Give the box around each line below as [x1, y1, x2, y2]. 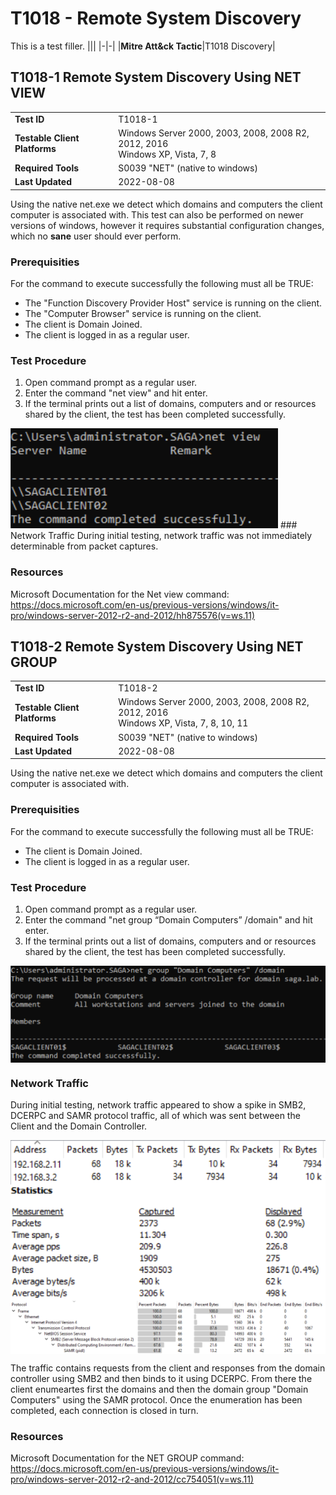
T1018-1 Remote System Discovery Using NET [10, 69, 302, 86]
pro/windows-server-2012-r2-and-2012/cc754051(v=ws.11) [10, 1473, 255, 1485]
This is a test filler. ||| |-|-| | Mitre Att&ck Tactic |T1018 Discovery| [10, 40, 276, 52]
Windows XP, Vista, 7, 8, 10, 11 [118, 717, 249, 729]
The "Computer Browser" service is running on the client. [24, 308, 262, 320]
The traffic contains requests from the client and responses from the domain [10, 1362, 326, 1374]
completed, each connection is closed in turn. [10, 1404, 199, 1416]
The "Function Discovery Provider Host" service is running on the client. [24, 297, 323, 309]
